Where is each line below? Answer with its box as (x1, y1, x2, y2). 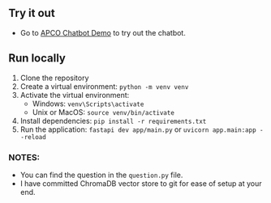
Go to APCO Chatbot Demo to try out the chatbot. (19, 27, 187, 37)
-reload (19, 133, 46, 141)
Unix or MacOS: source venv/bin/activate (32, 107, 174, 116)
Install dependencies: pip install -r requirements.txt (19, 116, 207, 125)
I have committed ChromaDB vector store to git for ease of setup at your (19, 178, 262, 188)
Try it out (8, 6, 55, 20)
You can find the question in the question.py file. (19, 170, 183, 180)
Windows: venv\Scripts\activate (32, 99, 144, 108)
